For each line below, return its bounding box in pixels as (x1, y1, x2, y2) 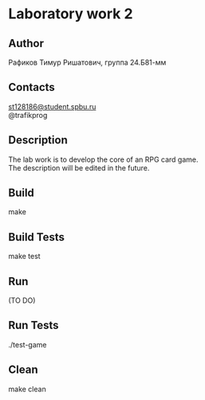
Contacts (8, 80, 56, 94)
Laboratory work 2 (8, 5, 133, 23)
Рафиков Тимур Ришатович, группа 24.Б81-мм (8, 57, 167, 67)
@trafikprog (8, 110, 48, 120)
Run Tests (8, 319, 59, 332)
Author (8, 37, 44, 50)
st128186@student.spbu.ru (8, 101, 97, 112)
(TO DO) (8, 296, 36, 305)
